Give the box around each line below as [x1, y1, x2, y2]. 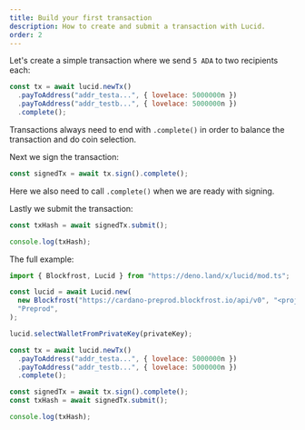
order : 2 [9, 30, 43, 39]
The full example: [9, 254, 74, 265]
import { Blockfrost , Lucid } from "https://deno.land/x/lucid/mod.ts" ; [9, 271, 290, 280]
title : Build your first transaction [9, 13, 152, 23]
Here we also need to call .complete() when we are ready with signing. [9, 185, 275, 196]
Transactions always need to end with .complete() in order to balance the [9, 124, 285, 135]
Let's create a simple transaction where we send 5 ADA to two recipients [9, 55, 279, 66]
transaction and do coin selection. [9, 134, 137, 145]
